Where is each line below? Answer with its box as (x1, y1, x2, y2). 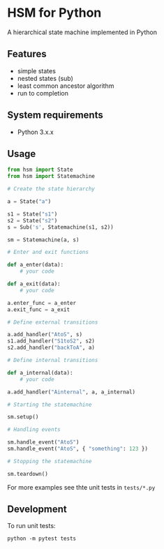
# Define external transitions (7, 319, 98, 326)
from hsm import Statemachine (7, 173, 96, 180)
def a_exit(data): (7, 280, 61, 287)
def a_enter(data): (7, 262, 64, 269)
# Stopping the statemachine (7, 458, 92, 465)
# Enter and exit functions (7, 249, 89, 256)
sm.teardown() (7, 470, 49, 477)
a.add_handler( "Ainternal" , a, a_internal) (7, 389, 136, 396)
